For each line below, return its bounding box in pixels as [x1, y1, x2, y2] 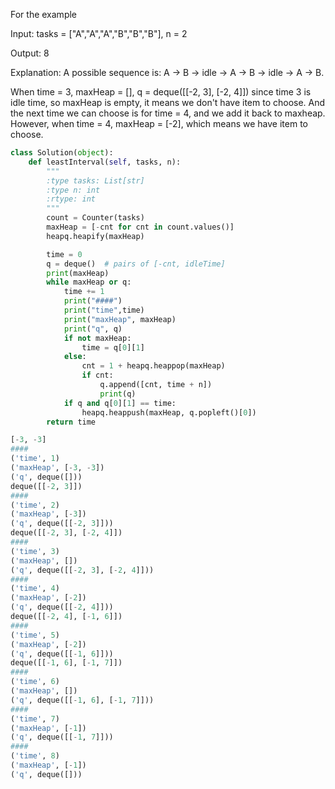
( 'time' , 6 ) [10, 677, 60, 687]
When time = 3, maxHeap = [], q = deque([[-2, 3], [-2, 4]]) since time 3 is [10, 86, 312, 98]
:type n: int [46, 185, 101, 195]
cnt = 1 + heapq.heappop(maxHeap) [81, 361, 226, 371]
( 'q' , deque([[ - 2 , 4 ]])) [10, 602, 114, 613]
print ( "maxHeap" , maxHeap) [63, 314, 177, 324]
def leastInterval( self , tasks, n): [28, 157, 182, 167]
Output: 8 [10, 47, 50, 59]
